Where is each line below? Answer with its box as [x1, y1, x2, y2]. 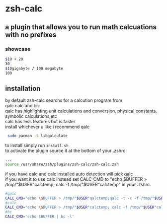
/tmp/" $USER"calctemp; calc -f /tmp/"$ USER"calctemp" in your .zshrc [5, 181, 150, 187]
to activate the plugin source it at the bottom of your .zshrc [5, 148, 126, 154]
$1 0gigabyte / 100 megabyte [5, 66, 64, 71]
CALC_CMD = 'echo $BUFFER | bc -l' [5, 214, 75, 219]
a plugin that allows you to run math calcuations [5, 23, 157, 31]
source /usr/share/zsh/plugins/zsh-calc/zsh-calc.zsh [5, 162, 119, 167]
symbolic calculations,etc [5, 113, 57, 119]
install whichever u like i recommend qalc [5, 124, 90, 130]
